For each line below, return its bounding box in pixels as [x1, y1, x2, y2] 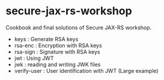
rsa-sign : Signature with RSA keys [14, 48, 100, 55]
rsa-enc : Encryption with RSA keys [14, 42, 103, 49]
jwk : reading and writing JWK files [14, 61, 101, 68]
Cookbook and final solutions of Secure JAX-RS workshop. [5, 24, 152, 31]
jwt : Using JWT [14, 54, 54, 61]
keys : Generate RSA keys [14, 35, 79, 42]
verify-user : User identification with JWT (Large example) [14, 67, 159, 74]
